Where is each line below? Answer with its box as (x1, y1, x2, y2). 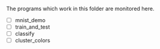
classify (14, 30, 35, 38)
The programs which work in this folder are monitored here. (6, 5, 155, 12)
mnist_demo (14, 17, 46, 23)
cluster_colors (14, 37, 50, 44)
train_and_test (14, 23, 50, 30)
